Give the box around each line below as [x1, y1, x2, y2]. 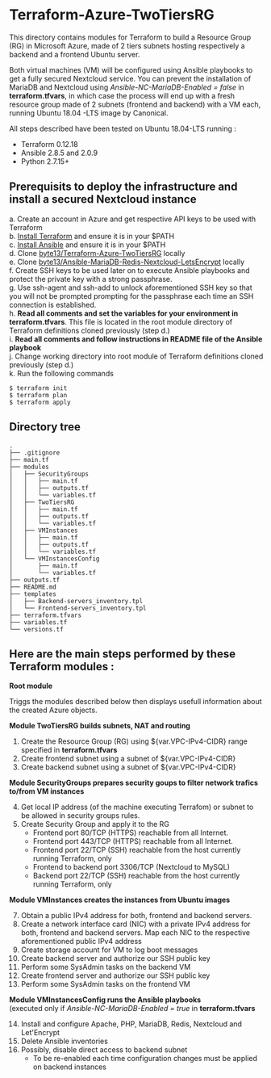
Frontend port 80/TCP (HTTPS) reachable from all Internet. [32, 828, 229, 837]
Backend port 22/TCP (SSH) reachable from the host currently [32, 870, 240, 881]
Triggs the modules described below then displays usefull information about [9, 697, 262, 707]
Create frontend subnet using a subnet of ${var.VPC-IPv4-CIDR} [20, 753, 236, 764]
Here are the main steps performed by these [9, 647, 236, 661]
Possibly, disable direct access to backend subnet [20, 1045, 188, 1055]
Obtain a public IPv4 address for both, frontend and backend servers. [20, 911, 252, 921]
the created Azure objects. [9, 705, 98, 715]
